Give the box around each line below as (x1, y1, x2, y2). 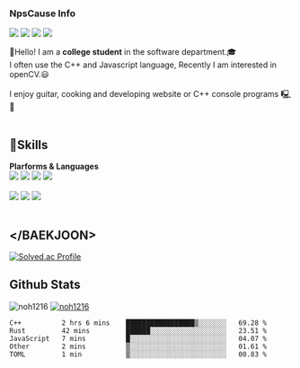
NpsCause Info (9, 7, 76, 20)
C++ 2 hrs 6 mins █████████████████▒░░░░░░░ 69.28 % (9, 318, 268, 328)
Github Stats (9, 277, 81, 293)
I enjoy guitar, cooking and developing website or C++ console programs (9, 89, 279, 100)
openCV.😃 (9, 69, 49, 80)
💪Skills (9, 137, 49, 153)
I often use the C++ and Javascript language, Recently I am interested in (9, 59, 277, 70)
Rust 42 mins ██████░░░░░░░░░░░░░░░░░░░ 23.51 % (9, 326, 268, 335)
